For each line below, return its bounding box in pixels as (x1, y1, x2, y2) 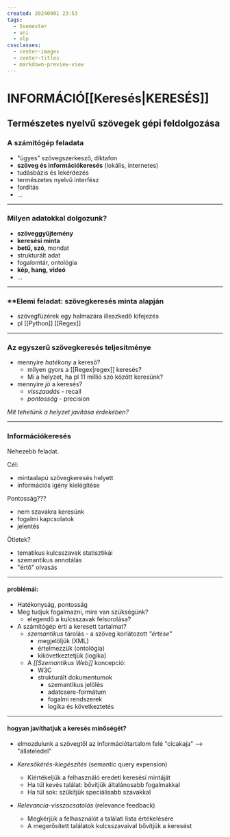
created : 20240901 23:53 (7, 10, 78, 17)
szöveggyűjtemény (16, 229, 74, 237)
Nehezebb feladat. (7, 447, 60, 455)
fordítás (16, 183, 39, 191)
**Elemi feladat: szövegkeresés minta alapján (7, 296, 164, 305)
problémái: (7, 585, 39, 593)
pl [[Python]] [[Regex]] (16, 319, 81, 327)
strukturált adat (16, 251, 60, 259)
